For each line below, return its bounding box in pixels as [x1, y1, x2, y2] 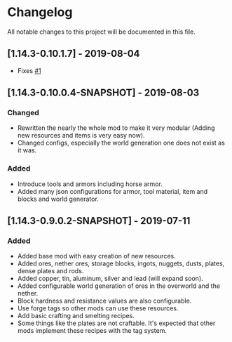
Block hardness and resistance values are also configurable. [17, 296, 192, 305]
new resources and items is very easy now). [17, 131, 145, 140]
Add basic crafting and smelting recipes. [17, 312, 135, 320]
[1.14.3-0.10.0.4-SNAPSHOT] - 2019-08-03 [7, 87, 200, 99]
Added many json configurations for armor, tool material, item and [17, 187, 208, 195]
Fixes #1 [17, 66, 41, 74]
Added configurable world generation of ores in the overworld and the [17, 282, 221, 290]
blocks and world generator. [17, 195, 100, 203]
